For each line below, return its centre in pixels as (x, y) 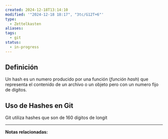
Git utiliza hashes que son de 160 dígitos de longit (56, 117)
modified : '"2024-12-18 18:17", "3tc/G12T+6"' (54, 14)
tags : (11, 33)
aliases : (14, 28)
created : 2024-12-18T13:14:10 (37, 10)
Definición (22, 67)
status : (13, 42)
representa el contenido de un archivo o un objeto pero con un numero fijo (82, 84)
